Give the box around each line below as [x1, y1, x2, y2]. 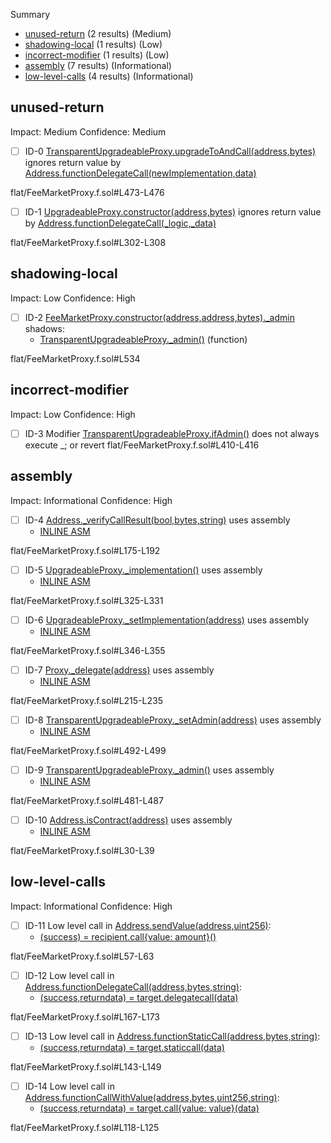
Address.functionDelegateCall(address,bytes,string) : [24, 980, 243, 993]
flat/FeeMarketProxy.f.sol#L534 [10, 352, 141, 364]
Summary [10, 9, 51, 20]
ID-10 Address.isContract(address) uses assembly [24, 814, 233, 826]
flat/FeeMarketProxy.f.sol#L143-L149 [10, 1060, 162, 1073]
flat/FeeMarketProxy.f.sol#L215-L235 [10, 694, 163, 706]
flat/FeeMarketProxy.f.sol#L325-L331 [10, 594, 164, 606]
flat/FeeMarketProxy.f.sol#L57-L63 [10, 950, 155, 962]
